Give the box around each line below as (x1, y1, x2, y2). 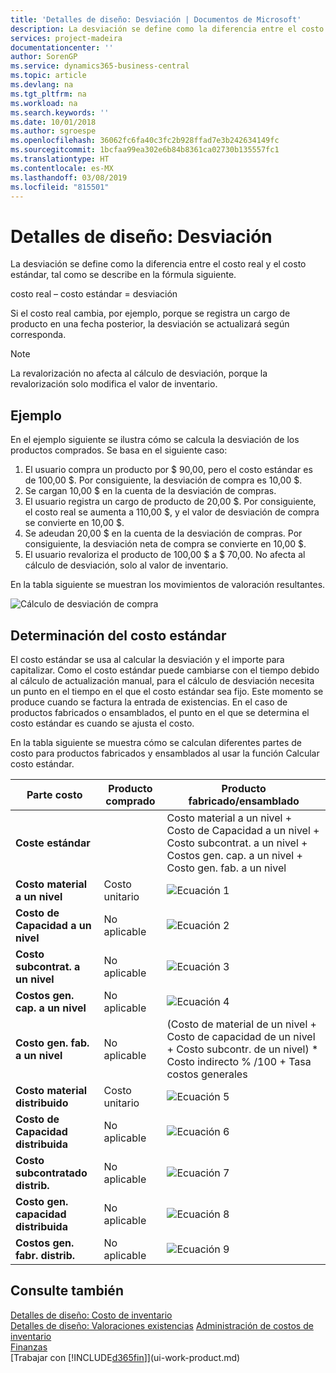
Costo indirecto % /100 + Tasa (166, 1054, 312, 1068)
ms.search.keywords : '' (10, 107, 110, 118)
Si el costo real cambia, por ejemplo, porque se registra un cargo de (10, 307, 291, 320)
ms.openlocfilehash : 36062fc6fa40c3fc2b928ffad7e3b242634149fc (10, 136, 280, 146)
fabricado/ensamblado (188, 794, 300, 808)
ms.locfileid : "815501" (10, 182, 110, 192)
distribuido (15, 1096, 69, 1110)
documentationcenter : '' (10, 42, 114, 53)
